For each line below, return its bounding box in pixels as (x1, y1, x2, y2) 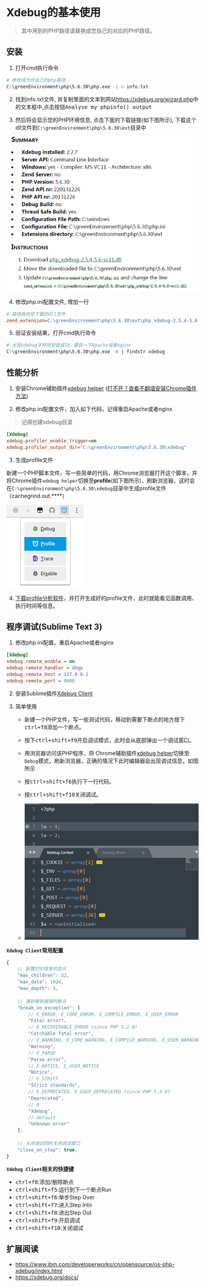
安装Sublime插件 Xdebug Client (15, 690, 93, 697)
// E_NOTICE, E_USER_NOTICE (28, 1063, 99, 1069)
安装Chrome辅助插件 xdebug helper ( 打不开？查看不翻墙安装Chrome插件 (15, 384, 197, 392)
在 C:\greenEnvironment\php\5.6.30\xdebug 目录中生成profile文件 (6, 485, 167, 492)
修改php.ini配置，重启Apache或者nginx (15, 639, 114, 646)
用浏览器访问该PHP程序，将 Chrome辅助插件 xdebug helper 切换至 (24, 749, 190, 757)
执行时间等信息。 (15, 602, 59, 610)
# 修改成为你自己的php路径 (6, 77, 66, 83)
